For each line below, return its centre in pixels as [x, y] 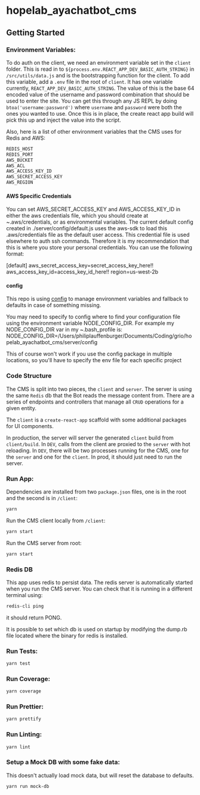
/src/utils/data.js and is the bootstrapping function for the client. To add [98, 75]
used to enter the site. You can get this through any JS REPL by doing [92, 101]
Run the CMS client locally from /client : [56, 520]
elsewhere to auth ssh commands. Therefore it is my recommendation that [98, 241]
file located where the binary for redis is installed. [67, 636]
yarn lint [19, 747]
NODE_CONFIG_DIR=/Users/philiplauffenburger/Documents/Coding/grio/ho [99, 336]
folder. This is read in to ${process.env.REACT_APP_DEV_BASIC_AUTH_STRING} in [100, 69]
